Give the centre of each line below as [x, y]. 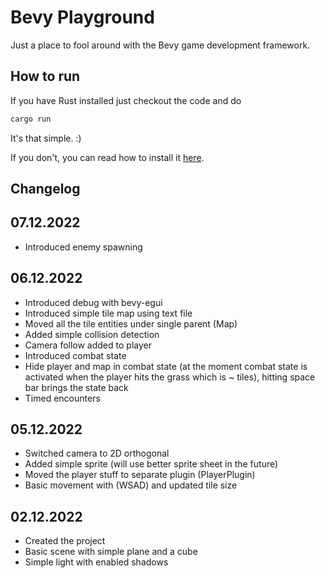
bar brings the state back [76, 387]
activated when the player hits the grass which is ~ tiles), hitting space [170, 377]
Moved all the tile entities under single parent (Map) [131, 323]
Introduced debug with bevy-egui [93, 302]
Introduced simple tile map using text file [108, 313]
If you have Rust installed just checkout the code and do [126, 100]
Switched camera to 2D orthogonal [97, 453]
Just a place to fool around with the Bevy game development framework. [160, 45]
